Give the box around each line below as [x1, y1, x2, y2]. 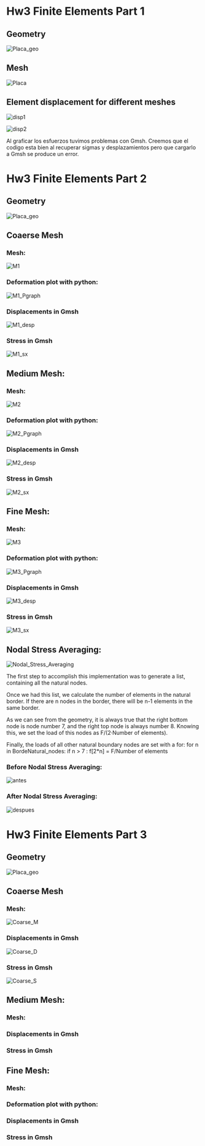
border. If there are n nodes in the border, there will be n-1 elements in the [6, 697, 193, 705]
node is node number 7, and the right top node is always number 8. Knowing [6, 723, 199, 730]
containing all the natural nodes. [6, 679, 88, 686]
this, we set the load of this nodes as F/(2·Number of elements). [6, 729, 168, 737]
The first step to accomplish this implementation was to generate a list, [6, 673, 185, 680]
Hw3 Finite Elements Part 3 [6, 828, 147, 841]
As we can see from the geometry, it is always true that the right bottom [6, 716, 188, 723]
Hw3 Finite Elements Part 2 [6, 171, 147, 186]
